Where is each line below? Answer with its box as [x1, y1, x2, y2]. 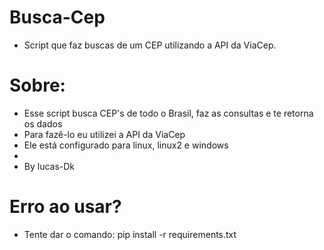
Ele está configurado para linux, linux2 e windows [23, 139, 229, 151]
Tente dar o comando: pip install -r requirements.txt [23, 228, 237, 240]
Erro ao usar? [9, 196, 122, 218]
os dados [23, 117, 63, 130]
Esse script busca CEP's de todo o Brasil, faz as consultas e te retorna [23, 107, 314, 119]
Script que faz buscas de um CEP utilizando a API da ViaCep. [23, 39, 277, 51]
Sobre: [9, 74, 66, 97]
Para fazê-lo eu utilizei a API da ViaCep [23, 128, 186, 140]
